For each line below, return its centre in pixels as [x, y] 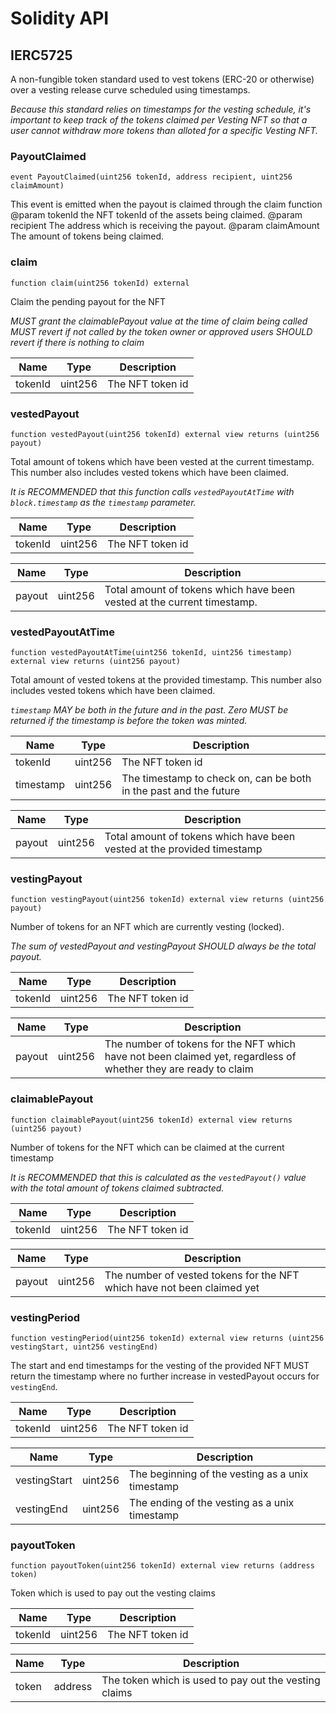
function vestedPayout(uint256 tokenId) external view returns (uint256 [165, 434]
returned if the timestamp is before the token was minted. [129, 721]
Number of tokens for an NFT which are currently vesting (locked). [147, 927]
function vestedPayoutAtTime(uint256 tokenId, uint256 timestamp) [151, 653]
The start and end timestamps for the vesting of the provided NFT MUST [160, 1366]
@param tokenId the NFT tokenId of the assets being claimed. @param [156, 215]
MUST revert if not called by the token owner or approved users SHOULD [161, 331]
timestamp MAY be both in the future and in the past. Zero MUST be [149, 710]
